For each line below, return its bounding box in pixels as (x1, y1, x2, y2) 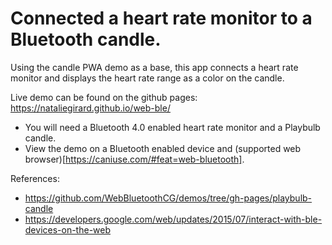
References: (10, 172, 60, 184)
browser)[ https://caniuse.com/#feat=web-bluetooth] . (24, 153, 245, 165)
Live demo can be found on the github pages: (10, 91, 198, 103)
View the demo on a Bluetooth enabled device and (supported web (24, 142, 302, 154)
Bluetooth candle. (10, 28, 162, 51)
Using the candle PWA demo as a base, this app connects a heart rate (10, 61, 299, 73)
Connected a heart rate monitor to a (10, 7, 313, 30)
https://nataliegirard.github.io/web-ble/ (10, 102, 171, 114)
